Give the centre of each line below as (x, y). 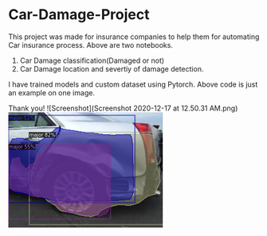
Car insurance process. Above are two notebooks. (91, 44)
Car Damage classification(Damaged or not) (92, 60)
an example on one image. (52, 92)
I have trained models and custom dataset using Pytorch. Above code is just (133, 84)
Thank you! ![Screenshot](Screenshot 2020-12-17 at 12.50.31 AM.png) (123, 108)
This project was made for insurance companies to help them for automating (134, 37)
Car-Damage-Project (79, 15)
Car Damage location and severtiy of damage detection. (112, 68)
